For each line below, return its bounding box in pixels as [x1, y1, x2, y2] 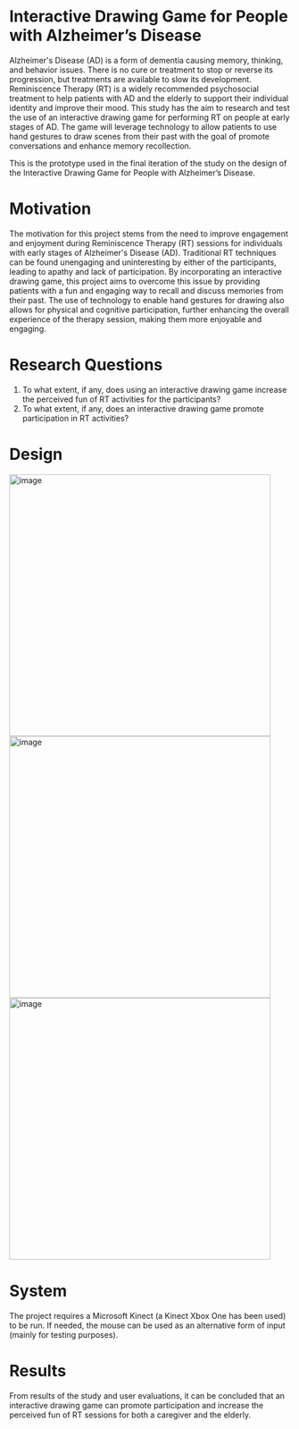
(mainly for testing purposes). [9, 1329, 119, 1340]
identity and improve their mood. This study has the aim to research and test [9, 102, 290, 113]
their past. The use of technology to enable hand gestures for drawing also [9, 294, 285, 305]
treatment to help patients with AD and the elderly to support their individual [9, 92, 289, 104]
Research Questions [9, 355, 163, 375]
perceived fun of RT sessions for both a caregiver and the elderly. [9, 1409, 252, 1420]
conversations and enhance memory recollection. [9, 140, 192, 151]
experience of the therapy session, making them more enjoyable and [9, 313, 262, 324]
